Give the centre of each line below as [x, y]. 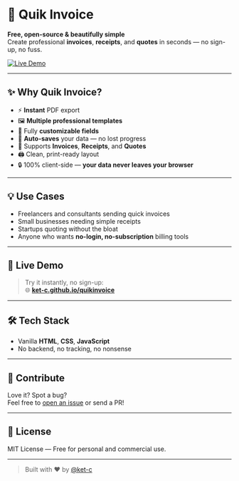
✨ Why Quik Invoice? [55, 92]
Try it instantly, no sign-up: [64, 283]
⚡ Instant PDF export [49, 110]
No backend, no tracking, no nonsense [74, 349]
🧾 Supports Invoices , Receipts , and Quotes [82, 146]
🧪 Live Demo [36, 265]
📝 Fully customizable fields [58, 130]
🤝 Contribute [36, 378]
